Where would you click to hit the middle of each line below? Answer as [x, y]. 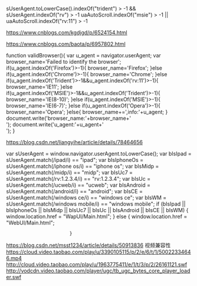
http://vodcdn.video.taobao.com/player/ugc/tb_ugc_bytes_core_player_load [98, 271]
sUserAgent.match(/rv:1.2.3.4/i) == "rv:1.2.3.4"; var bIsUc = [78, 179]
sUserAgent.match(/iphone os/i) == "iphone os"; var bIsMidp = [83, 166]
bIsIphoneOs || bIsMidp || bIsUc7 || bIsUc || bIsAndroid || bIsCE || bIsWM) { [97, 210]
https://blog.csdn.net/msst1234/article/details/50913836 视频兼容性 [88, 245]
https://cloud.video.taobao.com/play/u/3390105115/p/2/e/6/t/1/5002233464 [98, 252]
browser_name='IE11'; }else [39, 87]
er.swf [14, 277]
